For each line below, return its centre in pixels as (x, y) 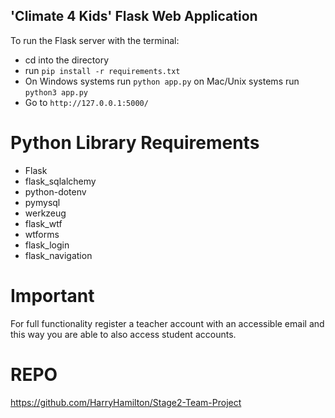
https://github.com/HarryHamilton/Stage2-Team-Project (126, 402)
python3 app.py (56, 92)
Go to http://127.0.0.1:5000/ (86, 102)
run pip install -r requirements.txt (102, 70)
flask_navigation (58, 255)
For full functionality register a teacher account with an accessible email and (167, 323)
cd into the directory (67, 60)
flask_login (47, 245)
